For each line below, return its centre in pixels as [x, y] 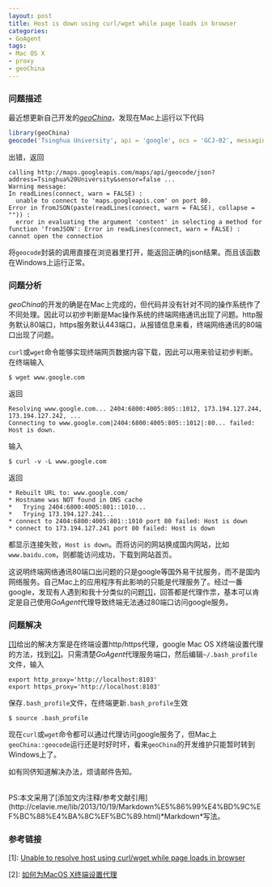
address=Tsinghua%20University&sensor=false [85, 179]
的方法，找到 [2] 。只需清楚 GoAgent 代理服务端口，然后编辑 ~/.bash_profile [133, 655]
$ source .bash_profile [49, 719]
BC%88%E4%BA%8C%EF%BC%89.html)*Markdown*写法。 [122, 817]
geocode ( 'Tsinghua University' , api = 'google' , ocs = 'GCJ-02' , [121, 140]
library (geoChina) [39, 133]
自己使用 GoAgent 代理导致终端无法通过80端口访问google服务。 [127, 602]
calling [21, 172]
